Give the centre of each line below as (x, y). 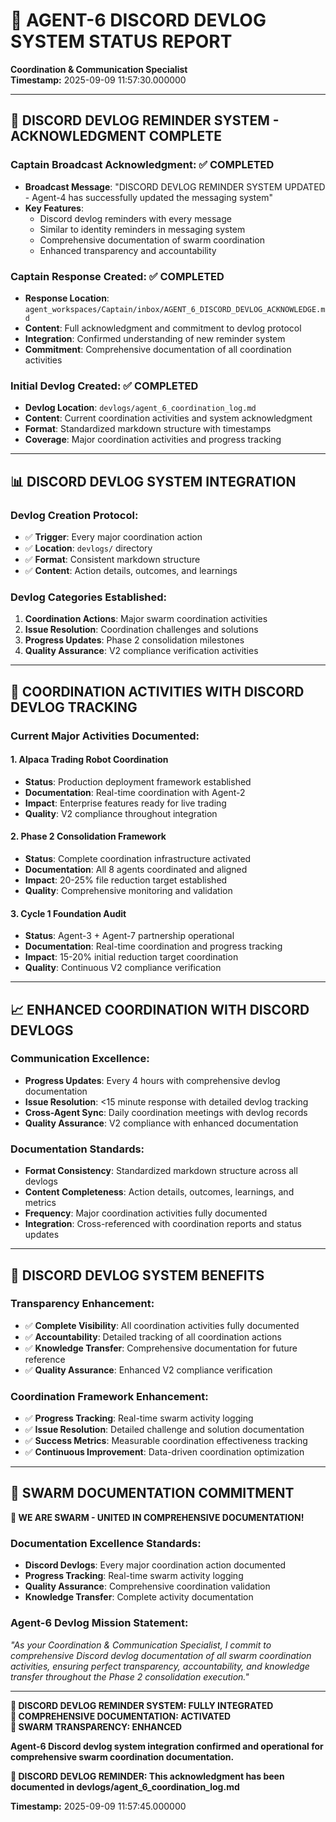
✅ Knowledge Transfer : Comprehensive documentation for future (161, 1348)
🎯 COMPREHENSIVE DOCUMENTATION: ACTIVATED (121, 1716)
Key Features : (54, 208)
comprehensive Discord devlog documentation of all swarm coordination (161, 1655)
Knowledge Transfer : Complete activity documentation (139, 1597)
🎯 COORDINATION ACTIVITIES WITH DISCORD (157, 691)
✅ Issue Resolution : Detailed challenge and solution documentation (164, 1430)
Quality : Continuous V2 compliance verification (123, 968)
